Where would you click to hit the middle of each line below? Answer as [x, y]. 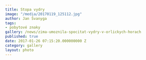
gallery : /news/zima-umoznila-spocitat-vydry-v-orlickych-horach [73, 32]
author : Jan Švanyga [26, 18]
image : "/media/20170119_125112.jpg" [44, 14]
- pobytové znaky [23, 28]
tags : [11, 23]
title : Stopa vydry [25, 9]
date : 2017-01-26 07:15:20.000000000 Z [46, 41]
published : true [22, 37]
